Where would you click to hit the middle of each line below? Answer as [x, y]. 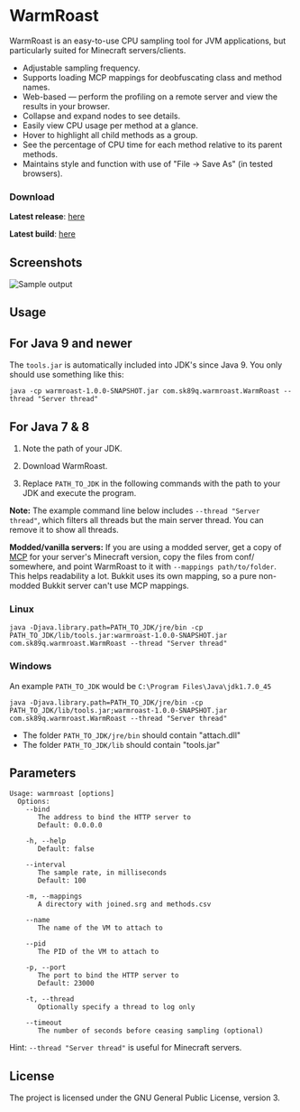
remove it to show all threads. [64, 530]
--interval [46, 865]
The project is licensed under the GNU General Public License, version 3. [145, 1098]
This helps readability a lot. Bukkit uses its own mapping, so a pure [133, 576]
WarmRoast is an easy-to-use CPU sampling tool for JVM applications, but [148, 41]
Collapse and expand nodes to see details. [101, 116]
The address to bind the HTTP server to [114, 818]
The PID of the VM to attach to [98, 952]
